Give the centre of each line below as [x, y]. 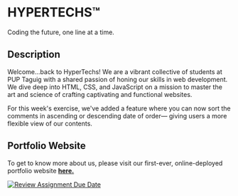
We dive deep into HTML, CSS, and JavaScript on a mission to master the [115, 87]
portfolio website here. [41, 170]
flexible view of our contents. [50, 123]
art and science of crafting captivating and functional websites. [100, 94]
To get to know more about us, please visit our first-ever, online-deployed [115, 163]
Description [34, 55]
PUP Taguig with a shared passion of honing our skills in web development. [118, 79]
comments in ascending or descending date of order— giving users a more [117, 115]
